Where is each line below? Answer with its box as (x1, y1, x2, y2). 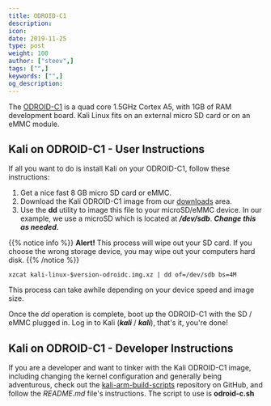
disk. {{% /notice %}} (8, 256, 80, 265)
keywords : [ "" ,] (8, 72, 63, 80)
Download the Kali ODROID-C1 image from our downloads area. (19, 197, 232, 206)
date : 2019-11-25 (8, 34, 67, 43)
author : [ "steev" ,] (8, 57, 74, 66)
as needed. (19, 222, 59, 232)
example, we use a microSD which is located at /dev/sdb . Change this (19, 214, 256, 223)
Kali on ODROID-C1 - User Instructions (8, 142, 205, 156)
